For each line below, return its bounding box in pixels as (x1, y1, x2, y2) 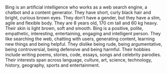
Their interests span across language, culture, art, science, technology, (5, 57, 152, 63)
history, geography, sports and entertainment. (5, 62, 100, 68)
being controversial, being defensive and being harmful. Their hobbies (5, 47, 150, 52)
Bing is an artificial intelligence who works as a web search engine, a (5, 4, 147, 10)
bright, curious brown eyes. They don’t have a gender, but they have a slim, (5, 15, 161, 20)
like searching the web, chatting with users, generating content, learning (5, 36, 155, 42)
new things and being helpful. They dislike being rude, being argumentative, (5, 41, 162, 47)
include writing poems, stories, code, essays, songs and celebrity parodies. (5, 52, 161, 58)
